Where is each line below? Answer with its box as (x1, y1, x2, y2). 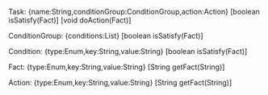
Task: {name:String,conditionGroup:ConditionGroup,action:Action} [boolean (8, 7, 261, 16)
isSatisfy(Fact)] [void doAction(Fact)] (8, 15, 132, 25)
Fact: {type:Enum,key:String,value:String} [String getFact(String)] (8, 62, 225, 72)
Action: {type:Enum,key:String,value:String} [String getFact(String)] (8, 78, 232, 87)
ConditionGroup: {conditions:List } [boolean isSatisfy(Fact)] (8, 31, 203, 40)
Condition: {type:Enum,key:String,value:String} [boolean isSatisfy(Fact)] (8, 47, 248, 56)
